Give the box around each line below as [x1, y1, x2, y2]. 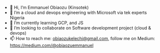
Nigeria [9, 15, 25, 20]
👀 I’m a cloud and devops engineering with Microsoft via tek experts [9, 10, 147, 15]
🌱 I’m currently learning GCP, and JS [9, 20, 84, 26]
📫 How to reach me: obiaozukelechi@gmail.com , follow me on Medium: [9, 36, 155, 41]
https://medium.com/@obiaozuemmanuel [9, 42, 94, 48]
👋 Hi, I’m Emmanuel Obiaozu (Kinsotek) [9, 5, 89, 10]
